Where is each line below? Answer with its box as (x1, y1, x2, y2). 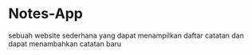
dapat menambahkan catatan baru (8, 38, 122, 48)
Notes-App (8, 5, 84, 23)
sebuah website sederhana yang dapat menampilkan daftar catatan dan (8, 31, 245, 40)
